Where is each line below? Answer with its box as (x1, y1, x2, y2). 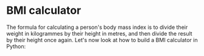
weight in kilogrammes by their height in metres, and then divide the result (6, 30, 193, 37)
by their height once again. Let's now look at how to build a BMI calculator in (6, 36, 198, 43)
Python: (6, 43, 26, 50)
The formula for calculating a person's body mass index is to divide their (6, 23, 188, 31)
